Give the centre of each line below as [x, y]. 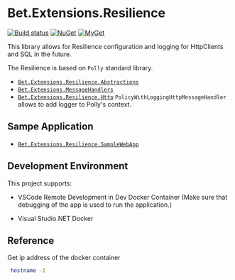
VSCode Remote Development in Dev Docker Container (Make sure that [122, 197]
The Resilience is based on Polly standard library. [80, 68]
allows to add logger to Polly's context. [75, 104]
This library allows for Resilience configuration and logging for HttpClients [115, 46]
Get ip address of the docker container [64, 258]
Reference [31, 241]
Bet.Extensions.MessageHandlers [65, 90]
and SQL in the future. [40, 54]
